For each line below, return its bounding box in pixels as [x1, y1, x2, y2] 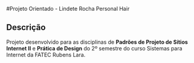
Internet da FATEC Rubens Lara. [6, 51, 86, 58]
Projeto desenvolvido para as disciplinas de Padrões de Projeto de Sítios [6, 38, 189, 46]
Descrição [6, 22, 46, 32]
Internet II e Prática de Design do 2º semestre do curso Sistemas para [6, 44, 183, 52]
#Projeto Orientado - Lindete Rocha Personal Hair [6, 5, 130, 12]
